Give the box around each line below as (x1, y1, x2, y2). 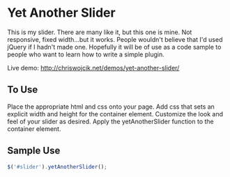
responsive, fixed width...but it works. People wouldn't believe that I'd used (7, 35, 223, 43)
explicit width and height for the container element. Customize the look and (7, 109, 224, 118)
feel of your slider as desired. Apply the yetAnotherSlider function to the (7, 117, 214, 125)
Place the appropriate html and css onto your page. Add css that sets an (7, 102, 215, 111)
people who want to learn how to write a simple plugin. (7, 50, 165, 59)
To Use (7, 84, 38, 95)
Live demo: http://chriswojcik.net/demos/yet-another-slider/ (7, 63, 180, 72)
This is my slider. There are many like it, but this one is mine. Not (7, 28, 192, 36)
